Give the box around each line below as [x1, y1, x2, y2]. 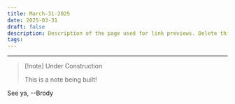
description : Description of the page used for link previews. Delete [7, 29, 218, 37]
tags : [7, 36, 23, 43]
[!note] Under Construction [24, 62, 103, 70]
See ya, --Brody [7, 89, 54, 98]
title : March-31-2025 [7, 10, 71, 17]
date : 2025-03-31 [7, 17, 58, 24]
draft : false [7, 23, 45, 30]
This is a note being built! [24, 75, 97, 84]
